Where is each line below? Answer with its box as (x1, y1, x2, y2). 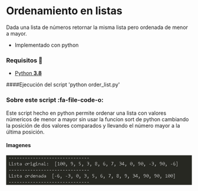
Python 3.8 (14, 70, 42, 77)
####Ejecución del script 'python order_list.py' (6, 81, 120, 88)
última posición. (6, 128, 45, 135)
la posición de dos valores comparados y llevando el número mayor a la (6, 122, 180, 129)
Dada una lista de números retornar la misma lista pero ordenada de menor (6, 24, 189, 31)
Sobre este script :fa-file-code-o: (6, 96, 104, 104)
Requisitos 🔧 (6, 56, 43, 64)
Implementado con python (14, 41, 79, 48)
